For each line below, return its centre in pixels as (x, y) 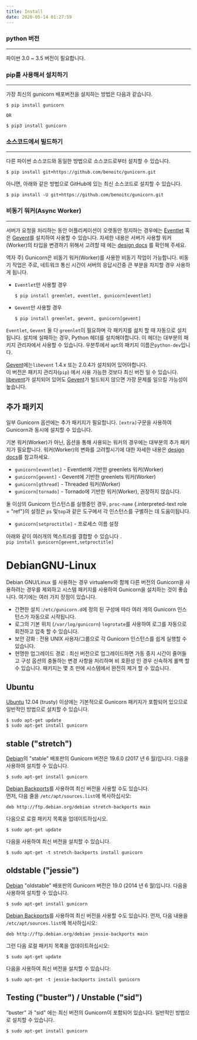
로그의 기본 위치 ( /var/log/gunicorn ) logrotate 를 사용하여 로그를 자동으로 (101, 624)
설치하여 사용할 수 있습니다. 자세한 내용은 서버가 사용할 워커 (103, 237)
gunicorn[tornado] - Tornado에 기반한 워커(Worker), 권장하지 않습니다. (98, 491)
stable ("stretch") (39, 744)
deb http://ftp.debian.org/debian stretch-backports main (78, 807)
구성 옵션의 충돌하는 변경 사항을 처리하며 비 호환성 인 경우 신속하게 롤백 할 (105, 661)
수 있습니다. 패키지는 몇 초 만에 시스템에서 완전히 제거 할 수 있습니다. (93, 668)
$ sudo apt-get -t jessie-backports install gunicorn (73, 979)
